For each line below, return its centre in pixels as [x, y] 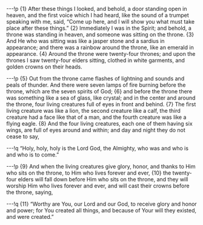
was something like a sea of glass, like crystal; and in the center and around [101, 98]
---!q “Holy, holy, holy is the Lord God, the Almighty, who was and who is [98, 148]
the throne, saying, [30, 192]
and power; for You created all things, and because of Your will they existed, [101, 210]
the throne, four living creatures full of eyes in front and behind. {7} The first [101, 104]
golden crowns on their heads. [45, 67]
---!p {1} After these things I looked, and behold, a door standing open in [97, 9]
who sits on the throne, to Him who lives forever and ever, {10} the [89, 173]
